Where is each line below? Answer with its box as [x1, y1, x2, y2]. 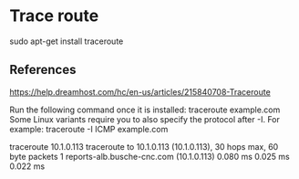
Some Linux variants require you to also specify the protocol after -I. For [9, 113, 281, 124]
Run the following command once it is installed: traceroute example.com [9, 104, 281, 115]
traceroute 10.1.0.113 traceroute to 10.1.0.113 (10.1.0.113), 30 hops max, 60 [9, 141, 279, 152]
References [9, 62, 77, 78]
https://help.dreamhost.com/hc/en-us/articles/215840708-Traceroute [9, 86, 271, 97]
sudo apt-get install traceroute [9, 36, 124, 47]
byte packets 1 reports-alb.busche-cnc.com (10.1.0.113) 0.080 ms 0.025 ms [9, 151, 290, 162]
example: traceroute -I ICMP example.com [9, 123, 169, 134]
